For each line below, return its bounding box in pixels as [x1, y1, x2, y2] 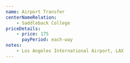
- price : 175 [16, 31, 49, 37]
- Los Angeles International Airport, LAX [16, 48, 124, 54]
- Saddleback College [16, 20, 70, 26]
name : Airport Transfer [5, 8, 65, 15]
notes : [5, 43, 22, 49]
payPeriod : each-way [21, 37, 73, 43]
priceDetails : [5, 25, 41, 32]
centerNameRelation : [5, 14, 58, 20]
